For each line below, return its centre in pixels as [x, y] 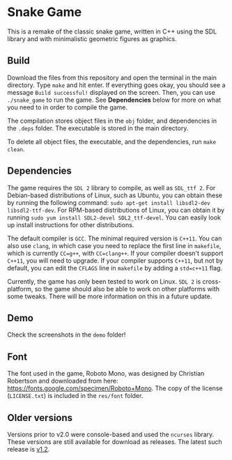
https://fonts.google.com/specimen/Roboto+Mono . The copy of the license [115, 388]
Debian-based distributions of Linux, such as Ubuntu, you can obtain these [115, 195]
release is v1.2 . [29, 449]
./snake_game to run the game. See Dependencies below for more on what [114, 100]
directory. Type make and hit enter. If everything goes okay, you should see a [116, 85]
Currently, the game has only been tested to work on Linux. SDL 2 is [104, 281]
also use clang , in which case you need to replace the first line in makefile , [114, 245]
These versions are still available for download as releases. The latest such [115, 442]
